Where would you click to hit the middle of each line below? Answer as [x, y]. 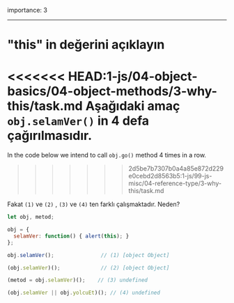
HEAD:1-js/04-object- [133, 77]
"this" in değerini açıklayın [86, 45]
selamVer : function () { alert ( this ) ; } [71, 236]
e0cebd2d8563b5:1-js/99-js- [170, 176]
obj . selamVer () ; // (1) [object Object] [88, 255]
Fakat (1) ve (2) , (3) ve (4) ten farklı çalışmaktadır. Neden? [94, 204]
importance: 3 [27, 10]
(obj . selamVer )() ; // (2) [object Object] [88, 267]
